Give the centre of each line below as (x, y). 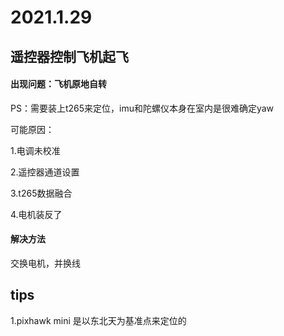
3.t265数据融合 (41, 193)
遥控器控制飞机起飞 (69, 56)
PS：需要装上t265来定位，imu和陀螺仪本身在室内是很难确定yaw (142, 108)
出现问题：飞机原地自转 (58, 84)
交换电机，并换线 (45, 263)
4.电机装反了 (36, 214)
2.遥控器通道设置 (45, 172)
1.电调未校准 (35, 150)
